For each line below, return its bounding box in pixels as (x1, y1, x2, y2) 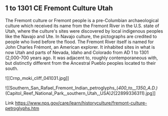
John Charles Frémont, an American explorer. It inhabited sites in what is (5, 44, 155, 50)
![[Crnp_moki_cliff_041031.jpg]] (5, 75, 69, 81)
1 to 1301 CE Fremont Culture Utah (5, 4, 113, 13)
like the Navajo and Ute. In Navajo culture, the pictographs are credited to (5, 33, 157, 39)
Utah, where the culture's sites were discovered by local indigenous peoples (5, 28, 163, 34)
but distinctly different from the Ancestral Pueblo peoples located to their (5, 60, 156, 66)
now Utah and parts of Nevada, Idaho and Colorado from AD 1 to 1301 (5, 49, 149, 55)
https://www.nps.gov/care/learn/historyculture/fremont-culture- (15, 100, 147, 106)
